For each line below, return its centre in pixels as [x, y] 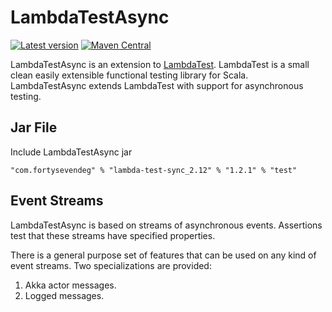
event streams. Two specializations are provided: [111, 265]
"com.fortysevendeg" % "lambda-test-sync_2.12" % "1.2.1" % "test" [154, 170]
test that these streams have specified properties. [113, 235]
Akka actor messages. [70, 285]
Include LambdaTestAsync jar [71, 152]
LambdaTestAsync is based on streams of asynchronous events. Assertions [166, 225]
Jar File [34, 127]
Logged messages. [64, 295]
